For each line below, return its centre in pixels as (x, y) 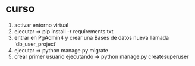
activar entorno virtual (41, 25)
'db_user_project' (35, 44)
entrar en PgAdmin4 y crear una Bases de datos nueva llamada (92, 37)
